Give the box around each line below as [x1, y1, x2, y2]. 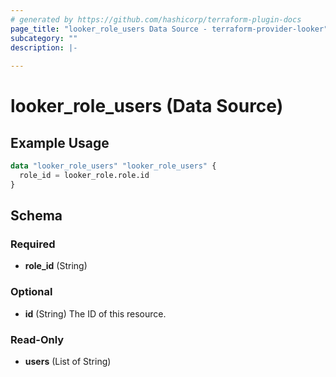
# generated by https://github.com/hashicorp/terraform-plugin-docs [10, 14, 302, 25]
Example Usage [10, 134, 110, 151]
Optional [10, 285, 53, 299]
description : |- [10, 42, 78, 53]
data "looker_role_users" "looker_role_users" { [10, 161, 217, 171]
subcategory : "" [10, 33, 78, 43]
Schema [10, 207, 63, 225]
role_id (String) [24, 260, 88, 272]
